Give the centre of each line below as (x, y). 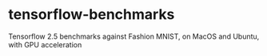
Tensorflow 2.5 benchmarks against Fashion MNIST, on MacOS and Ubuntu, (134, 36)
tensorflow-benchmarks (92, 15)
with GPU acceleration (45, 44)
